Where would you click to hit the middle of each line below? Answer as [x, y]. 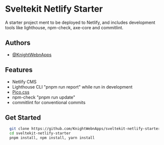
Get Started [23, 118]
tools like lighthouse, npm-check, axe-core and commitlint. [64, 27]
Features [19, 70]
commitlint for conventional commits [49, 102]
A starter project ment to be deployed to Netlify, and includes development [80, 22]
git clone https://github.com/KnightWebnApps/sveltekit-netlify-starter [85, 129]
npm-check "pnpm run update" [44, 97]
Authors [18, 43]
